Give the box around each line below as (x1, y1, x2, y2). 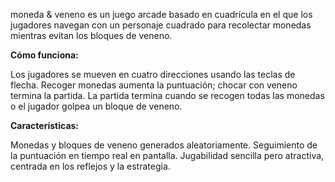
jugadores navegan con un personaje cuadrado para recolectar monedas (10, 19, 312, 31)
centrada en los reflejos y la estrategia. (10, 160, 171, 172)
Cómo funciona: (10, 49, 79, 61)
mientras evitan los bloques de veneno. (10, 30, 173, 41)
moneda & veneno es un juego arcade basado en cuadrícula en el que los (10, 9, 313, 20)
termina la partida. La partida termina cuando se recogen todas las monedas (10, 90, 325, 101)
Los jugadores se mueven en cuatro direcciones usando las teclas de (10, 69, 296, 80)
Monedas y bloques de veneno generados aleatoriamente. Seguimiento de (10, 139, 318, 151)
